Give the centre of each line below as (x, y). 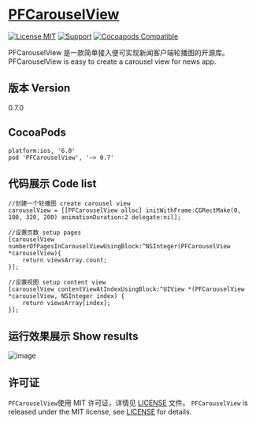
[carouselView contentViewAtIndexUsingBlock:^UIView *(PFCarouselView (126, 289)
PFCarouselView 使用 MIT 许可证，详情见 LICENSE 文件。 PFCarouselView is (128, 403)
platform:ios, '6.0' (42, 151)
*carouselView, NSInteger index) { (67, 296)
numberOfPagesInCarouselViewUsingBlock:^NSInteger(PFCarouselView (119, 247)
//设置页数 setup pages (45, 233)
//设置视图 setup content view (57, 283)
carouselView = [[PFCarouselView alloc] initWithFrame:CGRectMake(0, (125, 210)
